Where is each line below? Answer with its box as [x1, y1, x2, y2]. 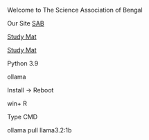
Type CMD [7, 113, 38, 121]
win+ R [7, 99, 28, 108]
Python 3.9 [7, 59, 39, 68]
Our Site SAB [7, 19, 44, 27]
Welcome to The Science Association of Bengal [7, 6, 143, 14]
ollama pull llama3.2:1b [7, 126, 72, 134]
